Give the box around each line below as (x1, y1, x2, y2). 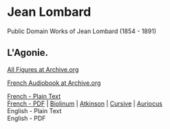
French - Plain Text (7, 92, 61, 100)
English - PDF (7, 114, 46, 122)
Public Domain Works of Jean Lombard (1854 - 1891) (7, 27, 157, 35)
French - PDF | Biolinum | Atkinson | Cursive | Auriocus (7, 99, 163, 108)
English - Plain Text (7, 106, 62, 115)
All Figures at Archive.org (7, 65, 79, 73)
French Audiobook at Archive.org (7, 79, 101, 87)
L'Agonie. (7, 47, 49, 59)
